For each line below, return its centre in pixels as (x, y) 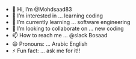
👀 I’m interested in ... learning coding (57, 16)
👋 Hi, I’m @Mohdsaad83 (42, 9)
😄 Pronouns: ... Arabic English (50, 44)
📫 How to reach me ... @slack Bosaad (60, 35)
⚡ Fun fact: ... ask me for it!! (46, 51)
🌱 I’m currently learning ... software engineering (71, 22)
